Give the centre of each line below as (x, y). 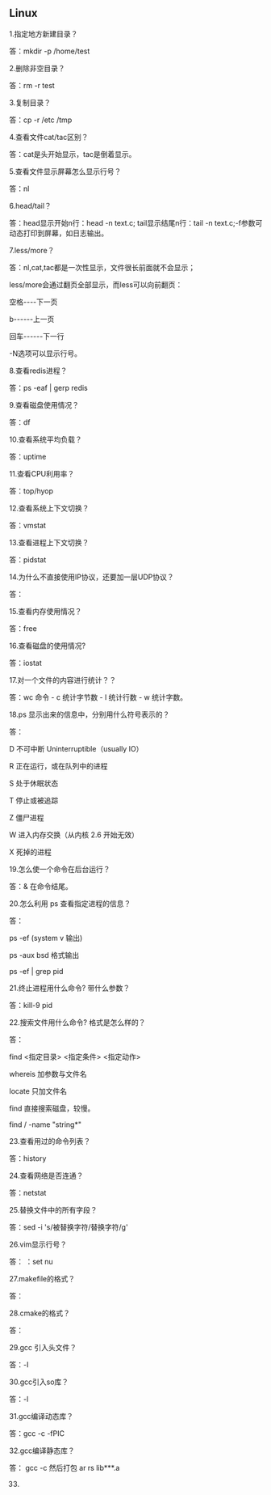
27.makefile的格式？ (42, 1278)
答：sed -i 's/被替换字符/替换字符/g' (69, 1227)
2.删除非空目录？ (37, 68)
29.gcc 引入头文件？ (43, 1347)
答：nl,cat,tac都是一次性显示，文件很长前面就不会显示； (102, 267)
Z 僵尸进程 (27, 817)
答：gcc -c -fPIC (37, 1433)
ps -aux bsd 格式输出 (44, 955)
